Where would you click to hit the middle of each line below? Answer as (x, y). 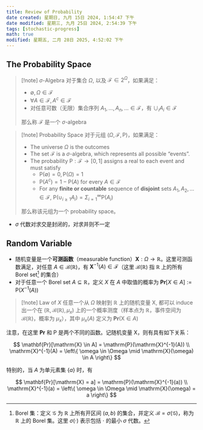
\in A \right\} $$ (101, 357)
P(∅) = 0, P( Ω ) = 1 (61, 174)
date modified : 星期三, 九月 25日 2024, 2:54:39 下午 (72, 23)
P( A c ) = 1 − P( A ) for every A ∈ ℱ (80, 181)
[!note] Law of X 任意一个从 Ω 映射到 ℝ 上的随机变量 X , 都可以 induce (107, 302)
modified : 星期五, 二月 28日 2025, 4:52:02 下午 (65, 40)
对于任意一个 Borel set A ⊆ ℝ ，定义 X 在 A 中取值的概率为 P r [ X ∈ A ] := (103, 282)
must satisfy (45, 168)
